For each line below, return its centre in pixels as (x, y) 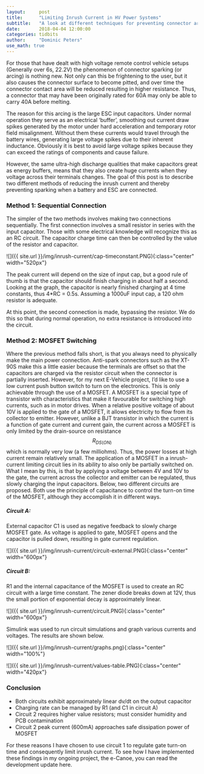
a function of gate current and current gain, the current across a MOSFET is (101, 425)
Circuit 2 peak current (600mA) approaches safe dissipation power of (102, 727)
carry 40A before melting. (39, 101)
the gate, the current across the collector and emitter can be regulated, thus (101, 478)
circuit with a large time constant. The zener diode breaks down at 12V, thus (101, 593)
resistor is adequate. (32, 300)
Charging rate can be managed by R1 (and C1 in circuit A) (87, 707)
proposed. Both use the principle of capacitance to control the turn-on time (100, 491)
